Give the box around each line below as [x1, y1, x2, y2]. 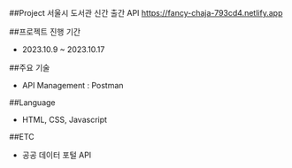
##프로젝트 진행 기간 [9, 27, 81, 37]
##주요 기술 [9, 63, 50, 73]
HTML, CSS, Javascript [21, 114, 108, 125]
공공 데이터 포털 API [21, 149, 92, 160]
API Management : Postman [21, 80, 124, 90]
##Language [9, 97, 56, 108]
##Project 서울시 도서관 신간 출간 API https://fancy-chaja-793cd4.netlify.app [9, 8, 283, 18]
